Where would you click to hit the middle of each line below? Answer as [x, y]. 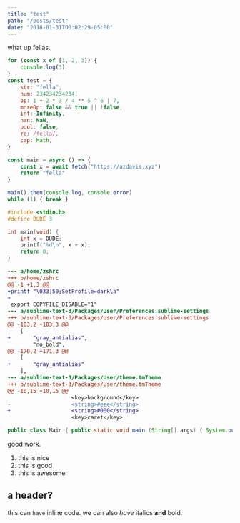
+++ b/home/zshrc [33, 278]
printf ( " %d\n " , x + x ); [56, 245]
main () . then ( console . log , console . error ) [70, 193]
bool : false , [40, 127]
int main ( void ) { [33, 232]
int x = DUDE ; [41, 239]
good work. [24, 444]
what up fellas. [29, 48]
